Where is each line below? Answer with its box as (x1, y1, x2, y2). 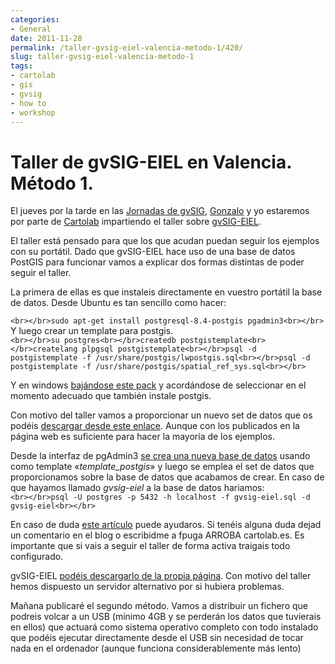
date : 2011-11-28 (10, 33, 83, 43)
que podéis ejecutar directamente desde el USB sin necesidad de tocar (10, 632, 304, 644)
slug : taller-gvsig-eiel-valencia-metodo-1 (10, 52, 195, 62)
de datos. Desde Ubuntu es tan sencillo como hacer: (10, 297, 227, 309)
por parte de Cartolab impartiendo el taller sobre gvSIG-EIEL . (10, 216, 262, 228)
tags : (10, 61, 33, 71)
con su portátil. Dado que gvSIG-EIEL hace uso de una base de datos (10, 246, 296, 258)
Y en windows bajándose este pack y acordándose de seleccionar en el (10, 379, 307, 391)
